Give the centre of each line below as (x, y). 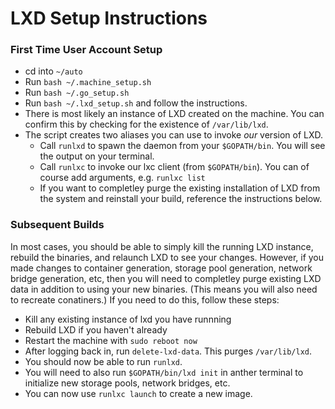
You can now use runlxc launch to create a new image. (138, 393)
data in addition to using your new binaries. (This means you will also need (164, 289)
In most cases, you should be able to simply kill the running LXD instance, (162, 246)
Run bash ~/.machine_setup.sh (88, 82)
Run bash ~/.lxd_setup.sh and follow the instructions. (136, 103)
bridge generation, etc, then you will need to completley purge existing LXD (166, 278)
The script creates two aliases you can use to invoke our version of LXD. (174, 135)
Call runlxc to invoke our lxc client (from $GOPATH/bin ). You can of (174, 167)
